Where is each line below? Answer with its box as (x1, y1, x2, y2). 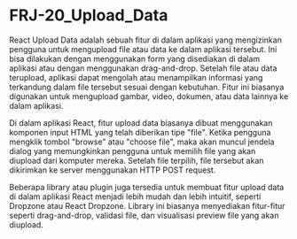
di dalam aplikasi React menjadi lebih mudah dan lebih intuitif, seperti (9, 191, 262, 202)
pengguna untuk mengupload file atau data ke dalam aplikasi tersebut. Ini (9, 43, 277, 54)
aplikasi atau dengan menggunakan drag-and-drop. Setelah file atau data (9, 63, 277, 73)
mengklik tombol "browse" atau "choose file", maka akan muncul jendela (9, 136, 275, 147)
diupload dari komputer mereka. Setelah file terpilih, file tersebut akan (9, 155, 264, 166)
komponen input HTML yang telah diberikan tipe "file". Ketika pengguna (9, 127, 271, 137)
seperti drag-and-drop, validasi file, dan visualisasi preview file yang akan (9, 210, 279, 220)
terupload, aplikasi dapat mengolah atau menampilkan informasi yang (9, 72, 263, 82)
